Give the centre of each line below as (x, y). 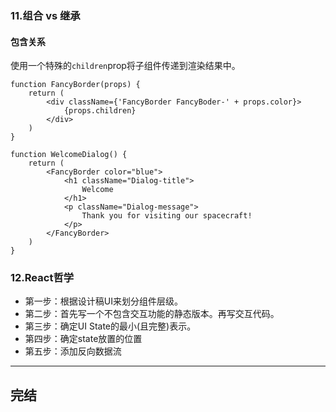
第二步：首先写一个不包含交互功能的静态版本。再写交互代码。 (152, 314)
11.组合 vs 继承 (45, 15)
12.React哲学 (42, 278)
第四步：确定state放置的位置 (83, 339)
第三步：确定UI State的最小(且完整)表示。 (110, 326)
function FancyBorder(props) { (75, 85)
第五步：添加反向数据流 (73, 351)
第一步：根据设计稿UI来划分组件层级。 (103, 301)
